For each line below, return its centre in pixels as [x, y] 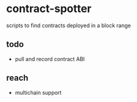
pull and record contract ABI [50, 59]
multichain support [38, 92]
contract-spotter [49, 9]
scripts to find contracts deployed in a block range [68, 25]
